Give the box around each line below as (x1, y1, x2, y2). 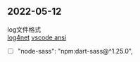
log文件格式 (7, 25, 42, 34)
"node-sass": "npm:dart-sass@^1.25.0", (17, 46, 134, 55)
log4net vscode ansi (7, 33, 67, 42)
